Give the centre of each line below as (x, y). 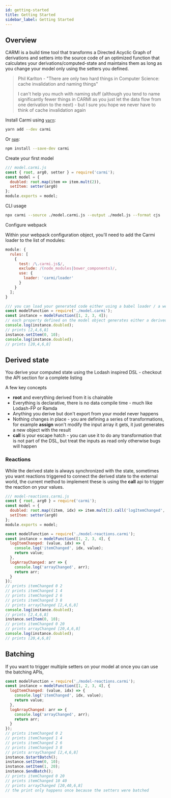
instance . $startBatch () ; (32, 757)
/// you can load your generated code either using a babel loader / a (83, 306)
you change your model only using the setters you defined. (67, 69)
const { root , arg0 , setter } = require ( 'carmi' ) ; (60, 172)
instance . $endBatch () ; (29, 771)
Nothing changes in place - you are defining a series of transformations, (88, 419)
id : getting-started (27, 10)
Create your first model (30, 158)
